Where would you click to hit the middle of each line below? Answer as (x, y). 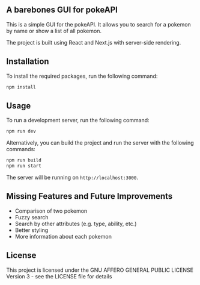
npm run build (24, 160)
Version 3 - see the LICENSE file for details (59, 276)
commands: (21, 149)
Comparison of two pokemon (51, 211)
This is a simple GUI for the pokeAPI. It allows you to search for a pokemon (98, 24)
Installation (28, 62)
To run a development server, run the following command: (78, 121)
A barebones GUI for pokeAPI (62, 10)
